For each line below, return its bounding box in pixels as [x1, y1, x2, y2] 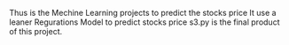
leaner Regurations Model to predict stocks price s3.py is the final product [9, 17, 280, 27]
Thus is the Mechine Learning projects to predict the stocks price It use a [9, 8, 277, 18]
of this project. [9, 26, 63, 36]
